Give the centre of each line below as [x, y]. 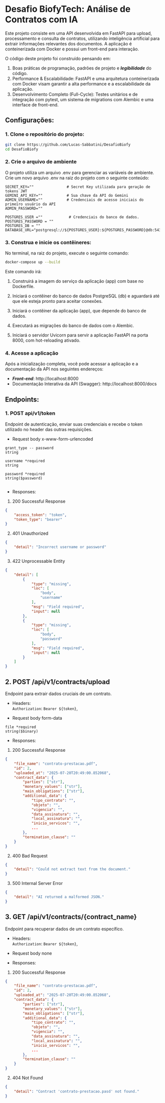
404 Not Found [27, 1078]
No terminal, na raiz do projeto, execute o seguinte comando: [67, 253]
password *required [25, 474]
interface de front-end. [35, 105]
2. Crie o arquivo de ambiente [41, 162]
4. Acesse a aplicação [32, 353]
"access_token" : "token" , [41, 515]
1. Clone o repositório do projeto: [45, 134]
